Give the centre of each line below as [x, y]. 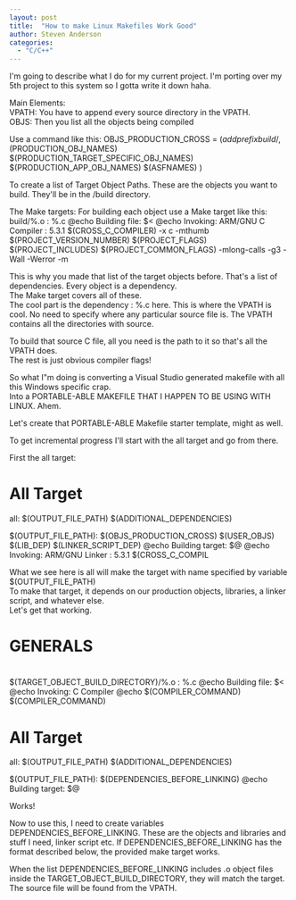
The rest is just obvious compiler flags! [80, 360]
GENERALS [51, 646]
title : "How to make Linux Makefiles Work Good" [103, 26]
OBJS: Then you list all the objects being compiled [102, 122]
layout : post [33, 17]
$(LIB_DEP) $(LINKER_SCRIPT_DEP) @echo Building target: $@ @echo [140, 546]
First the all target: [43, 458]
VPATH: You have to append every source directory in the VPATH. [130, 112]
